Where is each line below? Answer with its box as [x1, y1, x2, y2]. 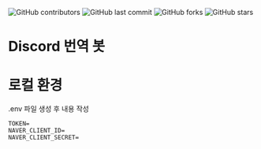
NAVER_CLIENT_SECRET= [8, 134, 80, 142]
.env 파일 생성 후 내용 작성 [8, 104, 89, 114]
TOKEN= [8, 120, 30, 128]
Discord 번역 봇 [8, 38, 106, 55]
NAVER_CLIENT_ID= [8, 127, 65, 135]
